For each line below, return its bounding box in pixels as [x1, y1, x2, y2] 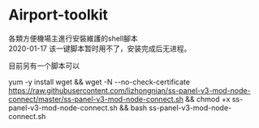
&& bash [119, 103, 148, 113]
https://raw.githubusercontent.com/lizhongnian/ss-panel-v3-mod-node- [8, 85, 251, 95]
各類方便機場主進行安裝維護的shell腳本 [8, 33, 138, 43]
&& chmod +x [185, 94, 231, 104]
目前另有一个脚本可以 [8, 61, 80, 70]
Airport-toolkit [8, 6, 108, 24]
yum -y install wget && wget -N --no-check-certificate [8, 77, 191, 87]
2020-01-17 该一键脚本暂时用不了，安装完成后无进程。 [8, 43, 192, 53]
